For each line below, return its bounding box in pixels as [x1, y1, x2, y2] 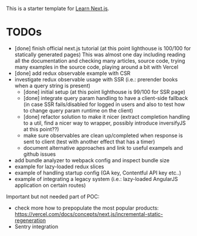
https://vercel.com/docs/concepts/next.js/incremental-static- [14, 210, 163, 217]
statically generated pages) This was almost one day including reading [14, 51, 186, 58]
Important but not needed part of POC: [6, 193, 100, 200]
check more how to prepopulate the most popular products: [14, 204, 159, 211]
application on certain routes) [14, 182, 86, 189]
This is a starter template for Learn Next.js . [6, 5, 110, 12]
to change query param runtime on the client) [23, 107, 134, 114]
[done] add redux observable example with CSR [14, 70, 131, 77]
